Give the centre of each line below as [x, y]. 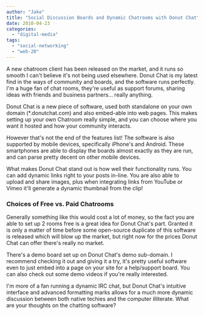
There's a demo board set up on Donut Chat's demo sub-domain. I [90, 255]
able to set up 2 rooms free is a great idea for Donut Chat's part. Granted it [100, 224]
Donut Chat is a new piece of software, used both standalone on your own [99, 106]
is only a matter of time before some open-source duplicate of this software [101, 230]
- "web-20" [25, 52]
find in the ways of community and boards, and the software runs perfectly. [101, 81]
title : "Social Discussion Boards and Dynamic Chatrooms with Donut [95, 18]
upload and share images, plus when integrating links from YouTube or [95, 182]
